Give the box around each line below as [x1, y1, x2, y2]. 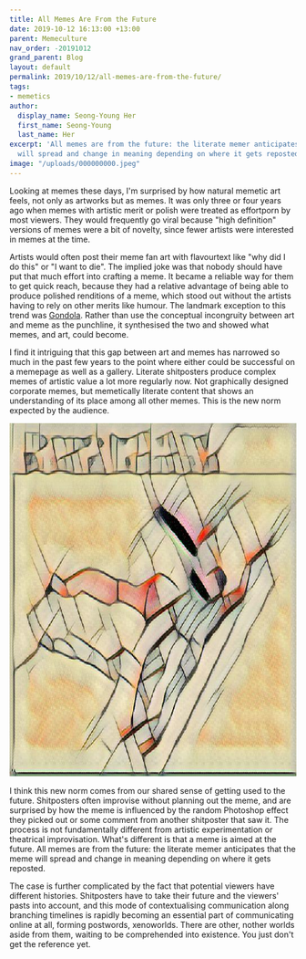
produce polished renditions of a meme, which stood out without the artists [9, 290, 291, 301]
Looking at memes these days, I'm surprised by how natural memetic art [9, 185, 280, 196]
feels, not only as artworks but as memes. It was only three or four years [9, 194, 282, 205]
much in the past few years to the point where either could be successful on [9, 356, 296, 367]
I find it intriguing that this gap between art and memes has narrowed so [9, 347, 280, 358]
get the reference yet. [9, 939, 91, 950]
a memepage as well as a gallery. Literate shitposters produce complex [9, 366, 277, 377]
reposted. [9, 863, 46, 874]
